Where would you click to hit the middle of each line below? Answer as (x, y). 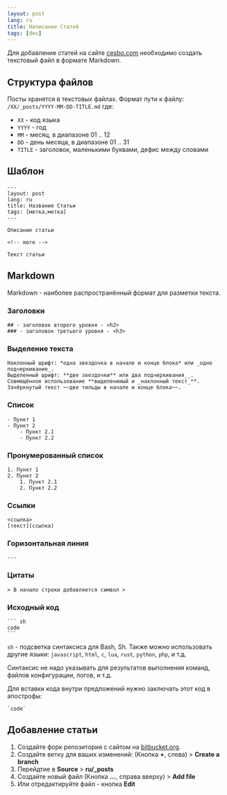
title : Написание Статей (43, 26)
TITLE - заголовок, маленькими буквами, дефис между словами (113, 150)
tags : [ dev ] (24, 33)
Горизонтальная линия (48, 543)
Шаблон (26, 171)
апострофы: (25, 696)
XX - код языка (39, 120)
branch (28, 762)
